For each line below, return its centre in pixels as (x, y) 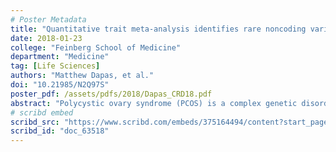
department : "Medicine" (60, 57)
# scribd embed (42, 112)
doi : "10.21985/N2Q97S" (60, 85)
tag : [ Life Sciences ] (55, 66)
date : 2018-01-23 (46, 38)
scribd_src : (35, 122)
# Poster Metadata (48, 19)
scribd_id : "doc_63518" (60, 131)
